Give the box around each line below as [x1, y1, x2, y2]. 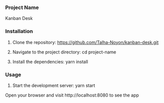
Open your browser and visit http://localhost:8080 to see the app [5, 92, 139, 98]
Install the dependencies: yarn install [12, 58, 88, 64]
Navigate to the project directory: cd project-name [12, 49, 116, 55]
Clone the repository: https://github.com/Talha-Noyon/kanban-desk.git [12, 39, 159, 45]
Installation [5, 28, 33, 35]
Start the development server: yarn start [12, 82, 95, 88]
